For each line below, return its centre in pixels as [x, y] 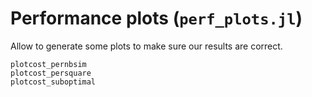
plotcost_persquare [51, 73]
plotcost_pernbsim [48, 64]
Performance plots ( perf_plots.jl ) [156, 18]
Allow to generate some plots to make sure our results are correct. [146, 46]
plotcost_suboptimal [53, 82]
